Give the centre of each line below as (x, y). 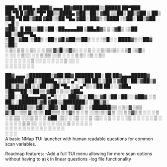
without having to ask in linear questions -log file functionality (68, 159)
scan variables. (21, 144)
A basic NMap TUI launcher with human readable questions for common (79, 139)
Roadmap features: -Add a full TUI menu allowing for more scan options (79, 154)
